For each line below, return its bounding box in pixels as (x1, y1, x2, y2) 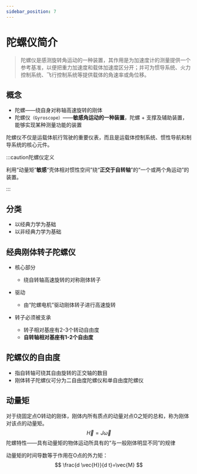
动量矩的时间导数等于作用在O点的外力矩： (6, 452, 108, 459)
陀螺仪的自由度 (6, 353, 61, 363)
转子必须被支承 (14, 314, 51, 321)
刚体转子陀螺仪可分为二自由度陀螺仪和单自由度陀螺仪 (14, 376, 144, 383)
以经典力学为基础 (14, 221, 56, 228)
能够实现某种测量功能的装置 (14, 121, 82, 128)
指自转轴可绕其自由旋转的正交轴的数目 (14, 369, 108, 376)
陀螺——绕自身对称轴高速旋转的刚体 (14, 107, 103, 114)
